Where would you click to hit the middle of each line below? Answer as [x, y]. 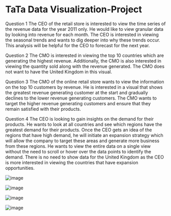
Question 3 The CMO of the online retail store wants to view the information [85, 82]
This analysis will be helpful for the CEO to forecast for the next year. [78, 45]
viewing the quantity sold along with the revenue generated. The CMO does [85, 66]
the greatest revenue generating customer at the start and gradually [77, 92]
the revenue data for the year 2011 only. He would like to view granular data [84, 29]
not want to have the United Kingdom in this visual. [59, 72]
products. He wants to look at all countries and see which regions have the [84, 124]
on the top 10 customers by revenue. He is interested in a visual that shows [84, 87]
